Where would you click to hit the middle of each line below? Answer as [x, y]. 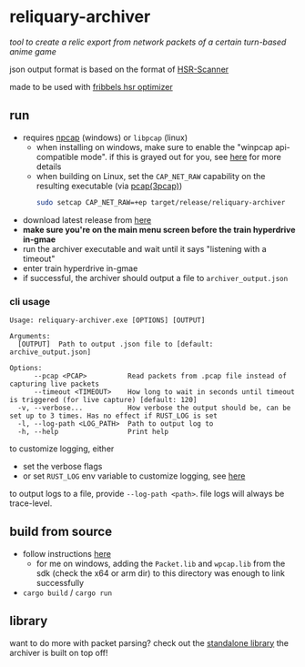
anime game [33, 51]
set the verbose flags [62, 466]
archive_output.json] [51, 352]
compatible [57, 157]
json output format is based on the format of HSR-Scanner [119, 69]
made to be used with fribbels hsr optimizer [91, 86]
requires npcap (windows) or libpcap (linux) [105, 137]
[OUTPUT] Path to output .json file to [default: [116, 344]
